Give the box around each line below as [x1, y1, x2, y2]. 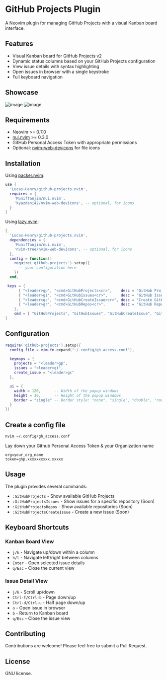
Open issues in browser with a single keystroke [12, 69, 109, 75]
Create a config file [5, 421, 66, 429]
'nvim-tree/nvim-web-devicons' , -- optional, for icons [14, 247, 133, 252]
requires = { [9, 191, 37, 196]
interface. [5, 25, 25, 31]
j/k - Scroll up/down [12, 589, 55, 595]
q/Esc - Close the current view [12, 565, 75, 571]
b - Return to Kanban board [12, 610, 69, 616]
